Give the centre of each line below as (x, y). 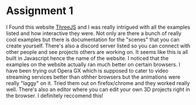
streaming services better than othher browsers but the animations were (93, 77)
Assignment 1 (40, 11)
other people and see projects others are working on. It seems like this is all (97, 52)
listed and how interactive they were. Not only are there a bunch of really (94, 33)
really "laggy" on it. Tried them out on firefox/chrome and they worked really (98, 83)
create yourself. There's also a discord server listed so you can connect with (98, 46)
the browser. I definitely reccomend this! (55, 96)
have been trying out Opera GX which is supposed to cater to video (87, 70)
